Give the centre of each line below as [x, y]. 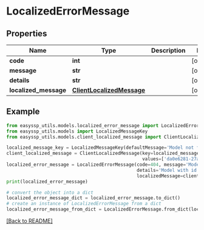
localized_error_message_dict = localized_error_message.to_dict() [93, 198]
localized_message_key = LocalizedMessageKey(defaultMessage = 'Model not [100, 148]
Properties [27, 34]
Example [23, 112]
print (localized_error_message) [47, 182]
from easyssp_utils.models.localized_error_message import [83, 125]
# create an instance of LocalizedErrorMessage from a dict [84, 204]
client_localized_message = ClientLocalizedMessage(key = [80, 153]
